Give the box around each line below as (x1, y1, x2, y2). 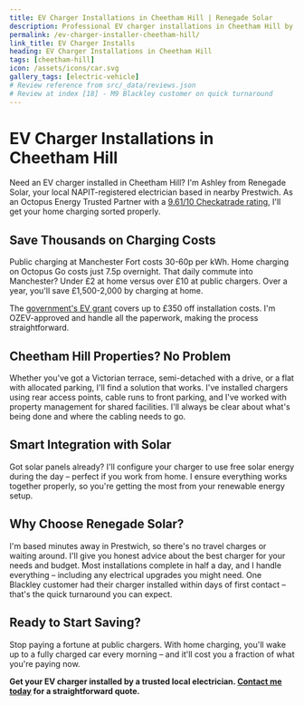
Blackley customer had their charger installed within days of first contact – (9, 579, 287, 590)
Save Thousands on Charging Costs (9, 232, 216, 247)
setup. (9, 490, 33, 501)
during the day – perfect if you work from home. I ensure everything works (9, 470, 288, 481)
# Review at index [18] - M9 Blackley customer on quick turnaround (9, 89, 273, 98)
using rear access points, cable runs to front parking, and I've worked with (9, 391, 287, 403)
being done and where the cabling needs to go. (9, 411, 186, 422)
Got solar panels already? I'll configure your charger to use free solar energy (9, 461, 295, 472)
